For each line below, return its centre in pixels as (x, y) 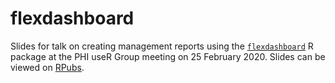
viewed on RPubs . (47, 67)
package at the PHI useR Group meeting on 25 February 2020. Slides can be (168, 56)
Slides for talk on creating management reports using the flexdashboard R (162, 46)
